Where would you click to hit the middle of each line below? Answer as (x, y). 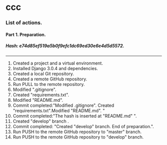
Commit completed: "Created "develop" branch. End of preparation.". (83, 126)
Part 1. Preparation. (26, 34)
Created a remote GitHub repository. (50, 79)
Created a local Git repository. (43, 73)
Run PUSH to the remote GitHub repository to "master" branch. (77, 132)
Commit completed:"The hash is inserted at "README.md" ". (75, 116)
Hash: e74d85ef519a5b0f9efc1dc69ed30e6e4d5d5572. (65, 46)
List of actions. (24, 23)
